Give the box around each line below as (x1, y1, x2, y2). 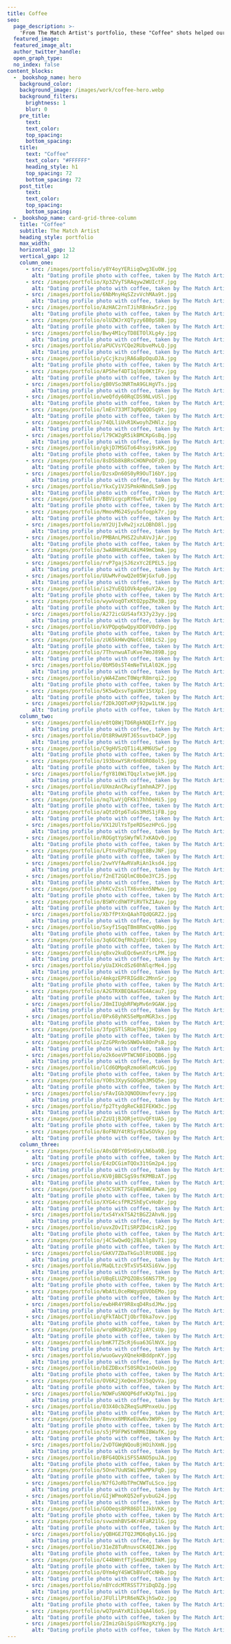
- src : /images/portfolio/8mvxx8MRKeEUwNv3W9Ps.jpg (25, 1416, 177, 1423)
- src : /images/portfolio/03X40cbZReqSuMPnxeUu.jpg (25, 1403, 177, 1410)
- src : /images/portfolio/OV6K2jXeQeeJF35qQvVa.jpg (25, 1377, 177, 1385)
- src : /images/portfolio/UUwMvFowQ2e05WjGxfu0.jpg (25, 572, 177, 579)
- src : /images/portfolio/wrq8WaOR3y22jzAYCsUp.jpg (25, 1326, 177, 1333)
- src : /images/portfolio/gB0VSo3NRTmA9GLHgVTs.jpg (25, 381, 177, 388)
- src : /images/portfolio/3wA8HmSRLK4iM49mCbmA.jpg (25, 547, 177, 554)
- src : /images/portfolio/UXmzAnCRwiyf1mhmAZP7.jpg (25, 783, 177, 790)
